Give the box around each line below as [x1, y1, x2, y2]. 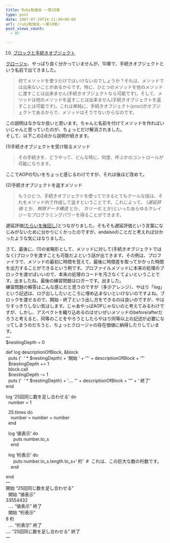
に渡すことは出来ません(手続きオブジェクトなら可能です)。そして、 [18, 91, 158, 96]
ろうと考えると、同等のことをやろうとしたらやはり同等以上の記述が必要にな [6, 316, 165, 321]
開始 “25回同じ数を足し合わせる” [6, 485, 74, 491]
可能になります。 [18, 160, 53, 166]
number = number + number [10, 414, 70, 421]
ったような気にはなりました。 [6, 235, 68, 241]
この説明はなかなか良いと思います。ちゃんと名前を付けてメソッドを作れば [6, 120, 160, 126]
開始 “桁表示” [8, 510, 36, 515]
